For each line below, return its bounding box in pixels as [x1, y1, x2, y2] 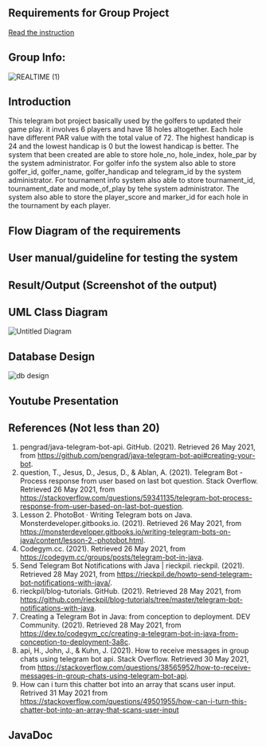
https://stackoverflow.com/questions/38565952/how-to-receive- [37, 662, 251, 673]
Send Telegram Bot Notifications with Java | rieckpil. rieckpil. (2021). [19, 561, 245, 571]
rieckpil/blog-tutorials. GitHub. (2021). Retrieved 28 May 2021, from [19, 587, 241, 596]
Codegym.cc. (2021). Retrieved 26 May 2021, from [19, 544, 186, 554]
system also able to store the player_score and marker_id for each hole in [8, 192, 248, 202]
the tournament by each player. [8, 201, 111, 211]
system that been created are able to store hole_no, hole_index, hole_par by [8, 150, 257, 160]
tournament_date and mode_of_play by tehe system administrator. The [8, 184, 240, 194]
